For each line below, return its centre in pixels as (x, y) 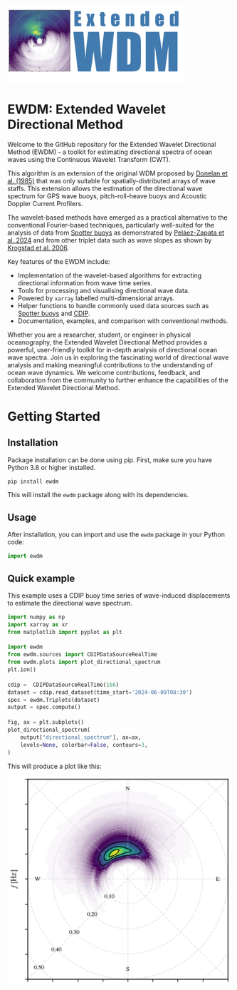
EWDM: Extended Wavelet (86, 109)
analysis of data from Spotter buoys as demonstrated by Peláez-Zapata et (116, 233)
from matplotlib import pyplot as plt (65, 632)
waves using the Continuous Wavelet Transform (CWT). (89, 159)
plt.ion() (22, 670)
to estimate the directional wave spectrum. (70, 603)
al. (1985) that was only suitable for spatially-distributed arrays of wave (111, 180)
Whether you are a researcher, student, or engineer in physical (99, 335)
